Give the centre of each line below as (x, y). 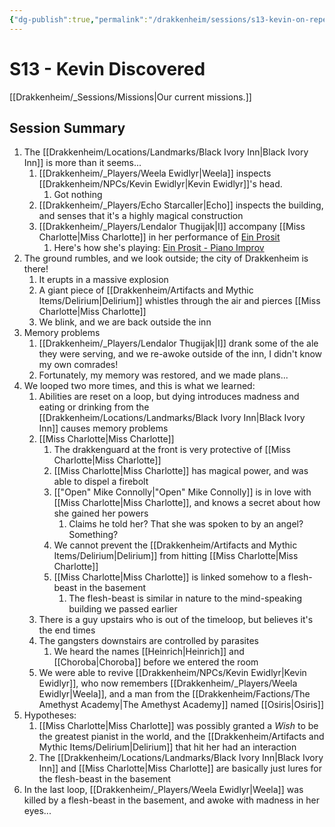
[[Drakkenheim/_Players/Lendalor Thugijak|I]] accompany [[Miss (172, 227)
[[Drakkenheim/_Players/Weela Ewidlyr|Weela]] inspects (155, 173)
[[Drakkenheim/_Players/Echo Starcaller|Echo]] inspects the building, (181, 205)
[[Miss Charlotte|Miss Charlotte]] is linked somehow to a (169, 577)
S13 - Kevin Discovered (107, 68)
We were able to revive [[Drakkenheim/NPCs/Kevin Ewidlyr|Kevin (172, 673)
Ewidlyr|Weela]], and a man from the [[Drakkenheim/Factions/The (174, 694)
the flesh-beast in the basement (104, 779)
